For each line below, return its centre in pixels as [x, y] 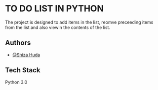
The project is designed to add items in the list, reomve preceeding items [79, 22]
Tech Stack [23, 70]
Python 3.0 [16, 82]
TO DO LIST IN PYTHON [54, 9]
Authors [18, 43]
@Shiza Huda [26, 55]
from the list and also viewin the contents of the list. [58, 27]
